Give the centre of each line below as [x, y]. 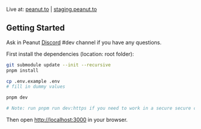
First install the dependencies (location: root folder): [70, 54]
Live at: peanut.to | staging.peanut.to [52, 9]
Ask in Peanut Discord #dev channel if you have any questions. [84, 42]
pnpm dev [17, 98]
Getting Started [36, 28]
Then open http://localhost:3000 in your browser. [67, 120]
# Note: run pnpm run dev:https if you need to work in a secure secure [99, 108]
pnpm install [22, 70]
